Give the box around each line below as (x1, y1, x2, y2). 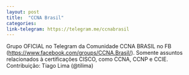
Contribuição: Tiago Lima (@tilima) (6, 62, 94, 70)
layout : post (6, 9, 40, 15)
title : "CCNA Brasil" (6, 15, 64, 21)
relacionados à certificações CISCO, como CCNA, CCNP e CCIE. (6, 55, 169, 63)
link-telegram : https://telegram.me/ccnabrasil (6, 26, 130, 32)
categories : (6, 20, 37, 26)
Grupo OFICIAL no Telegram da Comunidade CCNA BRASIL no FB (6, 43, 172, 50)
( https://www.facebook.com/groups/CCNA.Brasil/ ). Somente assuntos (6, 49, 183, 57)
